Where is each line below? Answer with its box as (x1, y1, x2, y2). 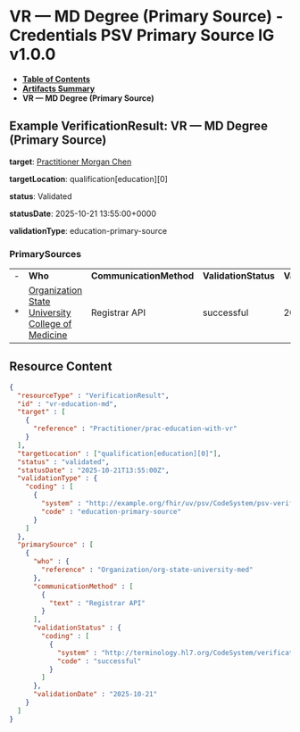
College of (28, 318, 72, 330)
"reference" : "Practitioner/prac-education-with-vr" (32, 424, 238, 434)
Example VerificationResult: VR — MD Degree (9, 119, 268, 134)
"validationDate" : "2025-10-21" (32, 690, 158, 699)
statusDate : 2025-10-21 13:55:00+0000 (9, 208, 156, 219)
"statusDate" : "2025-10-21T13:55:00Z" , (17, 466, 170, 475)
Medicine (28, 329, 68, 341)
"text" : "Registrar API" (48, 598, 146, 608)
